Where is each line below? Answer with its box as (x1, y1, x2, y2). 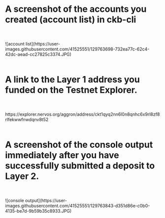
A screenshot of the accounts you (5, 3, 147, 15)
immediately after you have (5, 150, 119, 161)
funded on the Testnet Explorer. (5, 85, 138, 96)
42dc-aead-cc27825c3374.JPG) (5, 51, 71, 57)
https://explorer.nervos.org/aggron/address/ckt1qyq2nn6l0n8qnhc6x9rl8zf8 (5, 111, 160, 117)
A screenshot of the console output (5, 139, 153, 150)
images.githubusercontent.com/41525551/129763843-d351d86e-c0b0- (5, 203, 150, 209)
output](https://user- (25, 197, 67, 203)
